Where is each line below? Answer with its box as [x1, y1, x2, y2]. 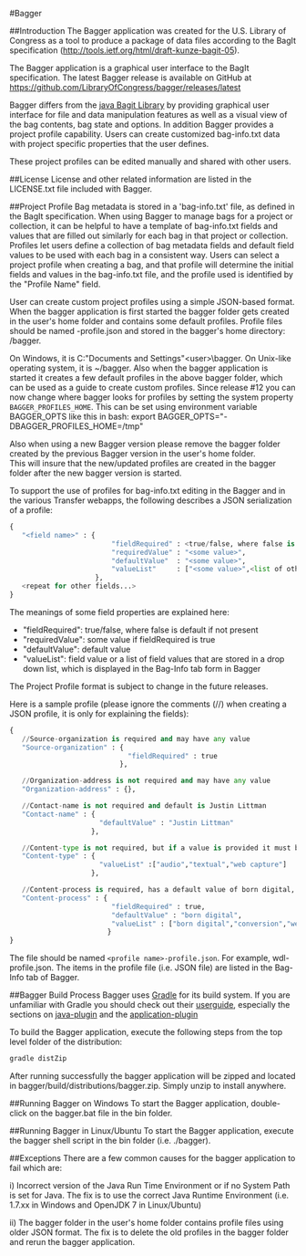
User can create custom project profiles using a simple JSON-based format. [9, 297, 295, 307]
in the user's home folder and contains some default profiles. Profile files [9, 316, 283, 327]
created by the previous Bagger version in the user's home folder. [9, 448, 257, 459]
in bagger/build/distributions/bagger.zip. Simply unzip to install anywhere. [9, 1081, 287, 1091]
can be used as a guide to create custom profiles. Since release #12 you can [9, 382, 296, 392]
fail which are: [9, 1163, 62, 1173]
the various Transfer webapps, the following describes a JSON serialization [9, 495, 292, 506]
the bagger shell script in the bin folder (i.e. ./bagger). [9, 1136, 211, 1146]
